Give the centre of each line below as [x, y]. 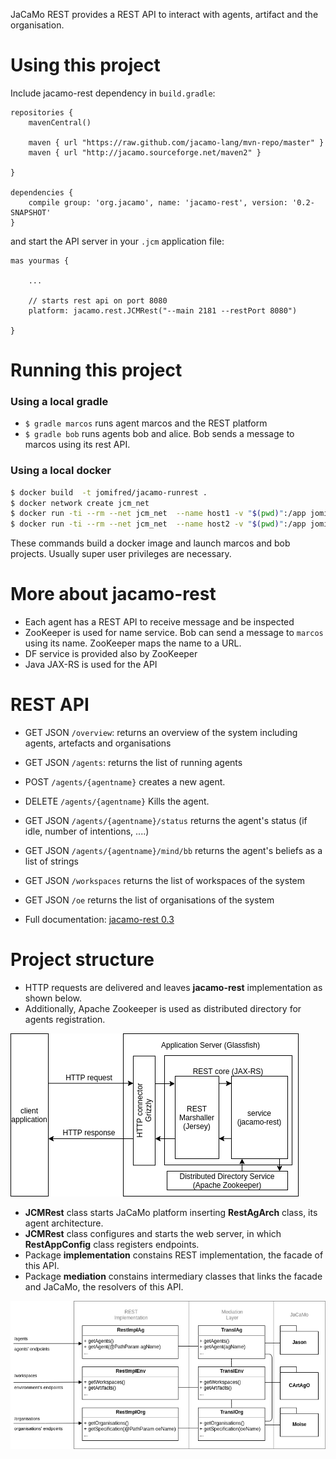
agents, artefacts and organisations [98, 743]
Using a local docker [61, 471]
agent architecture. [64, 1223]
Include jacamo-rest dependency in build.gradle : [113, 93]
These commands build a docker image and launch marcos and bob [150, 543]
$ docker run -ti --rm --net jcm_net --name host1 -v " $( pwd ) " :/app [158, 514]
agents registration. [65, 1020]
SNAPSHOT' [31, 212]
